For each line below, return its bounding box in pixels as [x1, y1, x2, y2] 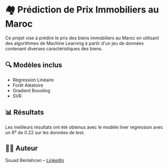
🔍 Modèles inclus [5, 61, 62, 70]
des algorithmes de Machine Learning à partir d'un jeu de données [5, 40, 144, 46]
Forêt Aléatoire [12, 82, 44, 88]
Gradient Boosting [12, 87, 50, 93]
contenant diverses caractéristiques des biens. [5, 45, 103, 51]
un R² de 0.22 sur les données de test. [5, 129, 85, 135]
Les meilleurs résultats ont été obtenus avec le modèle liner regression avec [5, 124, 163, 130]
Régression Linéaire [12, 77, 54, 83]
